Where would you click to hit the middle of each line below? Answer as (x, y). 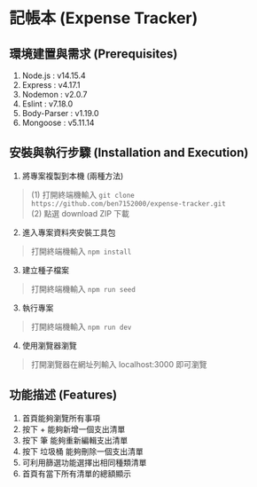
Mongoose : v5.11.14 (58, 122)
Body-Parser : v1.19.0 (60, 113)
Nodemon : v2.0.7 (55, 94)
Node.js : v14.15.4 (54, 75)
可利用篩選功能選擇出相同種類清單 (84, 462)
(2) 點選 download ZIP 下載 (80, 213)
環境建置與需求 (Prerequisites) (93, 54)
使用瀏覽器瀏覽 (49, 345)
